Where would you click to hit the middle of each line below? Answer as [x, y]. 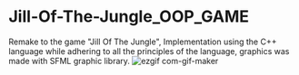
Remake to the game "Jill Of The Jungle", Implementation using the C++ [143, 42]
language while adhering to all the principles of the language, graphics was [149, 51]
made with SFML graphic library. [70, 61]
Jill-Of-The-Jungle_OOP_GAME [129, 17]
